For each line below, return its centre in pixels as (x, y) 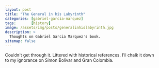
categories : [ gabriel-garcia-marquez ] (44, 18)
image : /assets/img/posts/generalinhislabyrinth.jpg (59, 28)
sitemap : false (20, 41)
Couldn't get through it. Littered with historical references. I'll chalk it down (79, 55)
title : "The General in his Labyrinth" (45, 14)
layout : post (18, 9)
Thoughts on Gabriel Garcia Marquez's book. (55, 37)
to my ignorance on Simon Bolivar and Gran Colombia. (59, 60)
